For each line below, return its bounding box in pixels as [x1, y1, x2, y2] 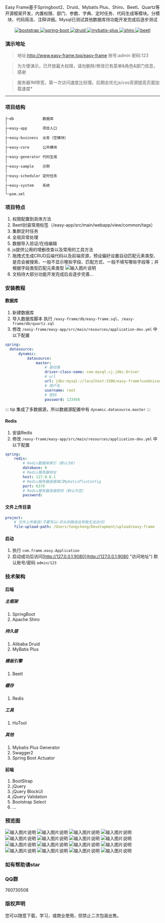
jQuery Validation [12, 793, 48, 800]
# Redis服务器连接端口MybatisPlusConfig [23, 479, 102, 484]
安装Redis [12, 430, 33, 435]
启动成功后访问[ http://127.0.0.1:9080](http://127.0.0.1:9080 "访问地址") [12, 553, 153, 559]
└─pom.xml [5, 191, 26, 197]
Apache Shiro [12, 616, 40, 622]
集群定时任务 [12, 228, 38, 234]
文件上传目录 [5, 504, 31, 510]
